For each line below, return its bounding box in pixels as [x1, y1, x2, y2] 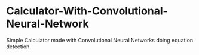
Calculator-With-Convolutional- [6, 4, 169, 18]
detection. [6, 43, 32, 50]
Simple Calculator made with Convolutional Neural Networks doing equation [6, 36, 194, 44]
